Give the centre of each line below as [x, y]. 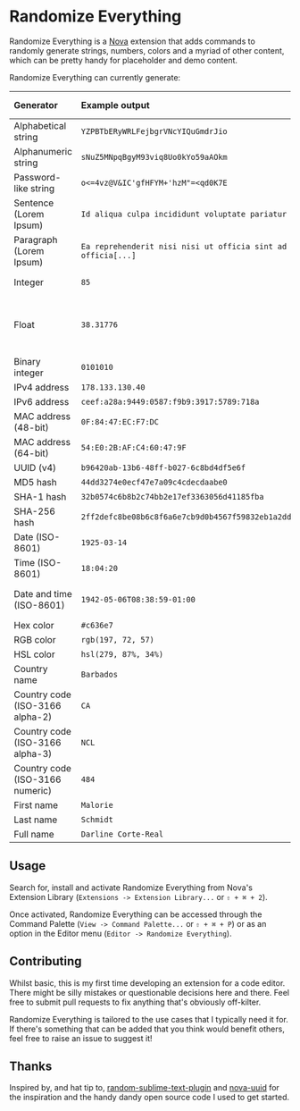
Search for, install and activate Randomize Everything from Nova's [131, 888]
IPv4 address [42, 387]
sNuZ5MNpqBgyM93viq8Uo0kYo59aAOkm [154, 157]
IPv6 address [42, 401]
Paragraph [36, 240]
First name [36, 804]
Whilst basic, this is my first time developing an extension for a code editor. [147, 983]
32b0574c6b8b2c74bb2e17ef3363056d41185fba [172, 497]
